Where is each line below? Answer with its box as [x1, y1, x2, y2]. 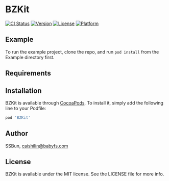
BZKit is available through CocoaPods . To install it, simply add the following [5, 99, 163, 106]
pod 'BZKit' [5, 115, 31, 120]
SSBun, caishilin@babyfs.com [5, 143, 68, 149]
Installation [5, 86, 42, 95]
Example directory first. [5, 54, 55, 60]
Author [5, 129, 28, 138]
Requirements [5, 69, 51, 77]
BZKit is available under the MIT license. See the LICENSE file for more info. [5, 171, 164, 177]
